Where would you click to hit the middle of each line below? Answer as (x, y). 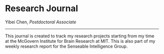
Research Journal (41, 9)
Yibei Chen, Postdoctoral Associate (41, 22)
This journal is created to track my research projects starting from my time (80, 36)
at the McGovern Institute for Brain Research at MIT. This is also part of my (80, 41)
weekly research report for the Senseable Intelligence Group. (66, 46)
